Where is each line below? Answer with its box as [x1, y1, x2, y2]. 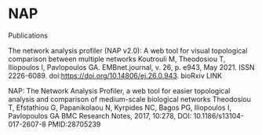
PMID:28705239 [48, 119, 101, 129]
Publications [8, 31, 49, 40]
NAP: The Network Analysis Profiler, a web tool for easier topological [8, 86, 231, 95]
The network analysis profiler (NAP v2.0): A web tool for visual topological [8, 46, 248, 55]
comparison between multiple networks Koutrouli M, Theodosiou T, [8, 54, 226, 64]
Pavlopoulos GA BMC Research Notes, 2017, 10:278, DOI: [8, 111, 192, 120]
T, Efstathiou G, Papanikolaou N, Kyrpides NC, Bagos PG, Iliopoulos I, [8, 103, 231, 112]
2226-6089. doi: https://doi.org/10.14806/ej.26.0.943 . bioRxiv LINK [8, 71, 222, 80]
